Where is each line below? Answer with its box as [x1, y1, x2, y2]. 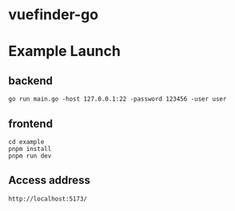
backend [8, 74, 54, 87]
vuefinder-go [8, 6, 98, 24]
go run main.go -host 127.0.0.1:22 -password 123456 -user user [8, 95, 227, 103]
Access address [8, 173, 90, 187]
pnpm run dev [8, 152, 52, 160]
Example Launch [8, 42, 121, 61]
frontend [8, 117, 54, 130]
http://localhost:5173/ [8, 194, 88, 203]
